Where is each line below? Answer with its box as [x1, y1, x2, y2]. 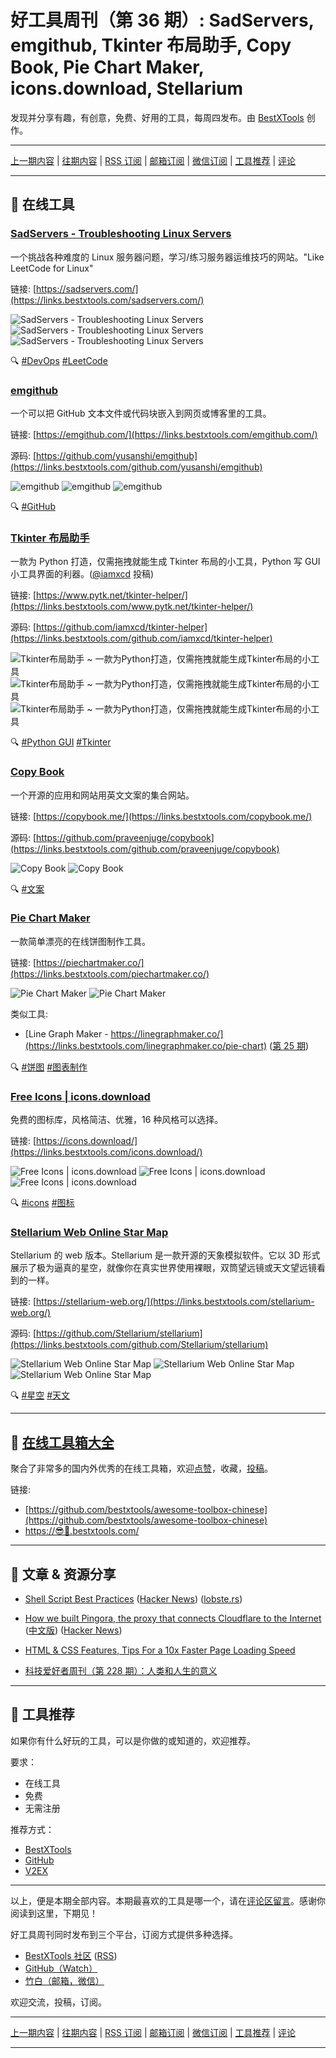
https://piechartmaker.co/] [36, 956, 145, 968]
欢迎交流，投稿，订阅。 [10, 1996, 107, 2008]
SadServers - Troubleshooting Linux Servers [10, 227, 232, 241]
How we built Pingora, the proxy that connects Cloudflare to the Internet [24, 1612, 322, 1625]
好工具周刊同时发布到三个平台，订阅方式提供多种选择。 [10, 1928, 238, 1940]
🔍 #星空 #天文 [10, 1389, 71, 1401]
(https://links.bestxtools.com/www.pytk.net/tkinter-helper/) [10, 601, 254, 613]
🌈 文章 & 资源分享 [10, 1566, 117, 1583]
